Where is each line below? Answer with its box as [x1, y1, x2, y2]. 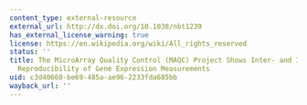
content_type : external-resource [9, 13, 137, 23]
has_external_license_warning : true [9, 30, 149, 39]
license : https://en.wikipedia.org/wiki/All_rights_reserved [9, 38, 248, 48]
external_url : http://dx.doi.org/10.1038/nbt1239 [9, 22, 203, 31]
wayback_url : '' [9, 81, 71, 90]
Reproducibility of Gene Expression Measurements [17, 65, 210, 74]
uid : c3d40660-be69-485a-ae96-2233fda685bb [9, 73, 178, 82]
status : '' [9, 47, 51, 57]
